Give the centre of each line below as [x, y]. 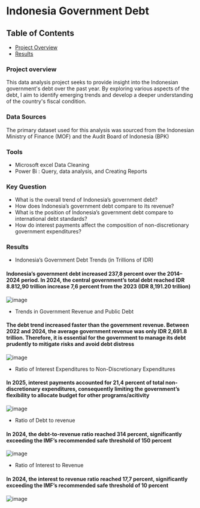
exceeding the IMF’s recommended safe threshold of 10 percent [87, 485]
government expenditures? [48, 232]
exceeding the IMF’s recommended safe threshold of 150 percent [89, 440]
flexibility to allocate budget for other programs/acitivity [78, 396]
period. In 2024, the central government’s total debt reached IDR [103, 280]
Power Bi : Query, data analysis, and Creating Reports [81, 171]
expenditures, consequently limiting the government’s [111, 389]
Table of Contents [40, 33]
